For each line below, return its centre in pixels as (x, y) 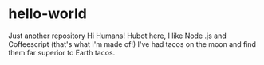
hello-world (48, 14)
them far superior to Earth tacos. (62, 52)
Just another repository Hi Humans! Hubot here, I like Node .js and (117, 36)
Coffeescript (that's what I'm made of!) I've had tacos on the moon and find (132, 44)
